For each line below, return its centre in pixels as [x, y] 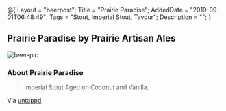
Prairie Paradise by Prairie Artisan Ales [91, 38]
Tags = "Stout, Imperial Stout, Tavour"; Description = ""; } [130, 17]
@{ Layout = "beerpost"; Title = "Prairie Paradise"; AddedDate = [98, 10]
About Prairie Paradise [45, 72]
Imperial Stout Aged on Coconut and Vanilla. [86, 87]
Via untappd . [25, 101]
